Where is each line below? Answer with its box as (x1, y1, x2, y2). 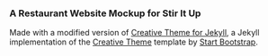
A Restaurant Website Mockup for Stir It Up (9, 7, 201, 20)
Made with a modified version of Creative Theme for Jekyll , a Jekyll (9, 28, 260, 38)
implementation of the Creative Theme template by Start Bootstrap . (9, 36, 258, 47)
